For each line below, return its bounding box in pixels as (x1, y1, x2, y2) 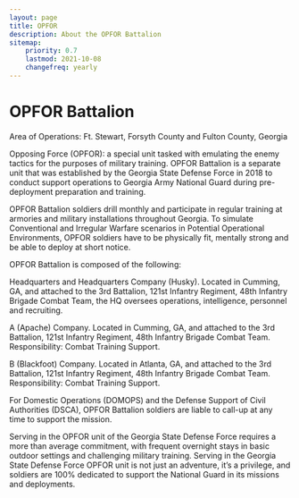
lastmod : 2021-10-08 (25, 55, 102, 63)
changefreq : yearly (25, 63, 98, 72)
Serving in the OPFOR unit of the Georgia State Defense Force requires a (9, 431, 277, 442)
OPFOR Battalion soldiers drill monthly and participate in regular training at (9, 203, 283, 215)
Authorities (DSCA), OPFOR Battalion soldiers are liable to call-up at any (9, 404, 273, 415)
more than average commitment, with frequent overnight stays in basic (9, 440, 270, 452)
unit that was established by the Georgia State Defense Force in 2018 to (9, 167, 273, 178)
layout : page (9, 13, 58, 22)
